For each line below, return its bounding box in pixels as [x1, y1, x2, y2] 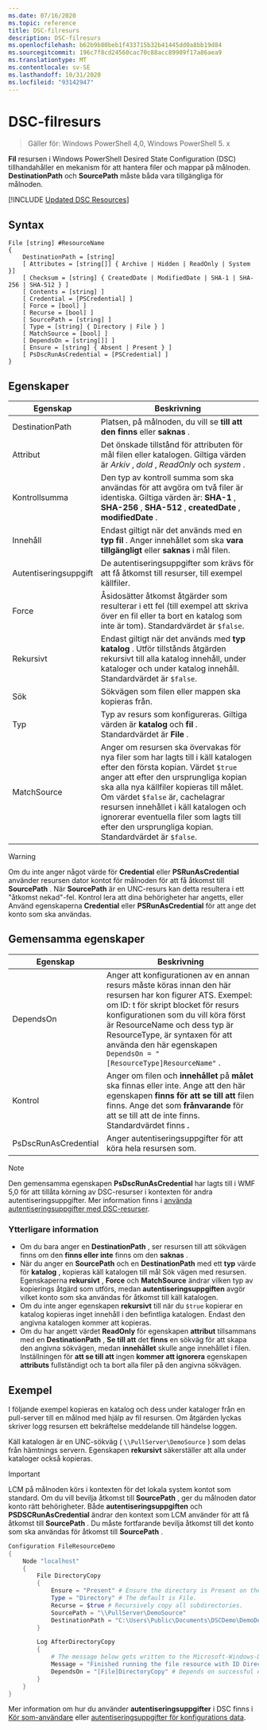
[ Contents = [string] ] [22, 288, 105, 296]
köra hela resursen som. [106, 1142, 196, 1154]
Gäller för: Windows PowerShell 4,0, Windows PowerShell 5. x [27, 139, 230, 148]
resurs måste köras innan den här [106, 979, 232, 990]
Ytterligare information [8, 1224, 99, 1235]
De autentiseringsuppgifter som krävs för [100, 558, 254, 569]
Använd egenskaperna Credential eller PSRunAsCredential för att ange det [8, 901, 257, 911]
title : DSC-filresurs [8, 26, 80, 34]
